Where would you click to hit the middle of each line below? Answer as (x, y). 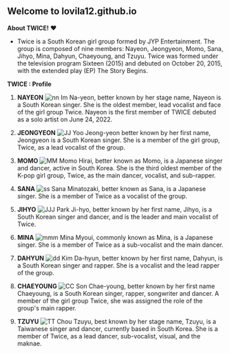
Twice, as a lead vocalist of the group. (71, 147)
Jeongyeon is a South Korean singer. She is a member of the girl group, (118, 140)
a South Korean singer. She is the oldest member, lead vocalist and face (119, 104)
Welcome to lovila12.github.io (72, 11)
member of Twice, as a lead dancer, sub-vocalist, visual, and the (109, 336)
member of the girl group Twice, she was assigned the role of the (110, 301)
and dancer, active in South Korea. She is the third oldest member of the (119, 168)
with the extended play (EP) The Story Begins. (82, 70)
